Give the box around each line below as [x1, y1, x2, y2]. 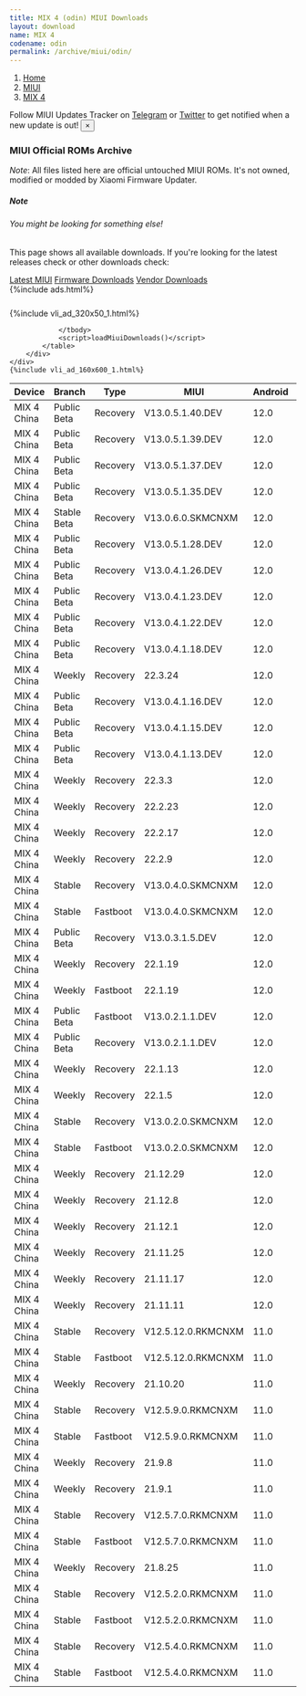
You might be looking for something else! [9, 218, 164, 229]
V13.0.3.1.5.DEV [144, 932, 217, 944]
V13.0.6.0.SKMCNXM [144, 512, 239, 524]
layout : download [9, 22, 76, 31]
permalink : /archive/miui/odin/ [9, 47, 132, 57]
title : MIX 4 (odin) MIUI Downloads [9, 13, 148, 23]
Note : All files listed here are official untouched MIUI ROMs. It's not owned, [9, 165, 291, 176]
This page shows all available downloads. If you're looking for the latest [9, 247, 278, 257]
